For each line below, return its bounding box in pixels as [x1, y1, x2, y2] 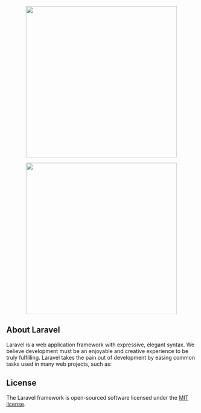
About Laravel [6, 325, 60, 335]
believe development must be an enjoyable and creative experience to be [6, 347, 189, 354]
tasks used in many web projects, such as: [6, 360, 112, 368]
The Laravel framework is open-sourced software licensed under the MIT [6, 394, 189, 401]
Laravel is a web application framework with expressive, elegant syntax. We [6, 341, 195, 348]
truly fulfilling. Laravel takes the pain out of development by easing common [6, 354, 196, 361]
